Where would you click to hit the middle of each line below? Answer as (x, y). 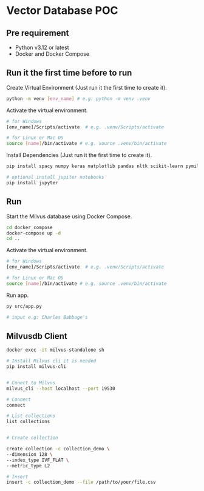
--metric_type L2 (28, 466)
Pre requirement (38, 33)
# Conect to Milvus (31, 382)
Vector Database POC (62, 11)
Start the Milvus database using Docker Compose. (69, 216)
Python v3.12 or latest (42, 47)
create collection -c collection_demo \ (58, 449)
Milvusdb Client (37, 336)
